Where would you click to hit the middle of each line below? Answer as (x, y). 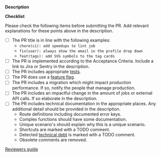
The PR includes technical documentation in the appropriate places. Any (84, 104)
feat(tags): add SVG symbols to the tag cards (67, 57)
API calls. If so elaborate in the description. (55, 99)
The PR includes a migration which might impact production (72, 83)
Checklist (15, 16)
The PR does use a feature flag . (44, 77)
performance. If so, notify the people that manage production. (74, 88)
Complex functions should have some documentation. (73, 119)
